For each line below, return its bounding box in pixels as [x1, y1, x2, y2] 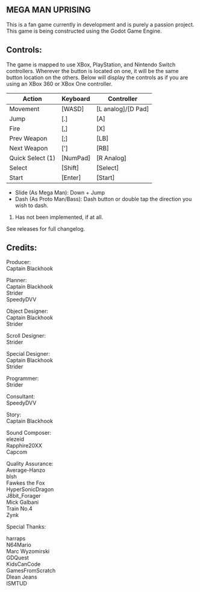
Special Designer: [6, 350, 50, 358]
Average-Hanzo [6, 466, 46, 474]
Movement [9, 105, 40, 113]
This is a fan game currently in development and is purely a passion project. [6, 21, 195, 28]
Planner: [6, 277, 27, 284]
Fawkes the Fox [6, 480, 45, 487]
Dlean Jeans [6, 573, 37, 581]
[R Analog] [96, 153, 127, 162]
